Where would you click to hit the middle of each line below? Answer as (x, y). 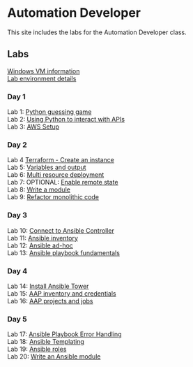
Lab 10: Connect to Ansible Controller (61, 230)
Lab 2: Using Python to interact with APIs (66, 120)
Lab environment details (42, 78)
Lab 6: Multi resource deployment (56, 175)
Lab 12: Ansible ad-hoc (40, 245)
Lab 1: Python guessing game (49, 112)
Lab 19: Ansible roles (37, 349)
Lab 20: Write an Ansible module (54, 357)
